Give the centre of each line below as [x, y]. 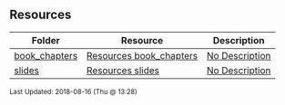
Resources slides [122, 70]
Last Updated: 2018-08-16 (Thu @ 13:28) [74, 91]
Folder [46, 40]
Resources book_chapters [142, 55]
